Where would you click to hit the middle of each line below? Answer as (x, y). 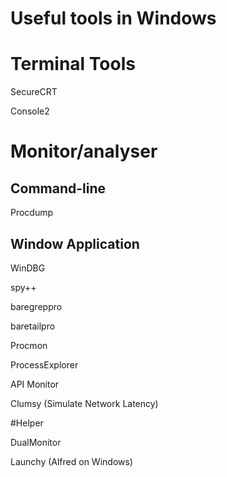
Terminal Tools (73, 64)
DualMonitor (36, 442)
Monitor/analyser (84, 151)
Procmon (29, 345)
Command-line (58, 188)
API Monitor (35, 384)
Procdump (32, 213)
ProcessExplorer (44, 364)
